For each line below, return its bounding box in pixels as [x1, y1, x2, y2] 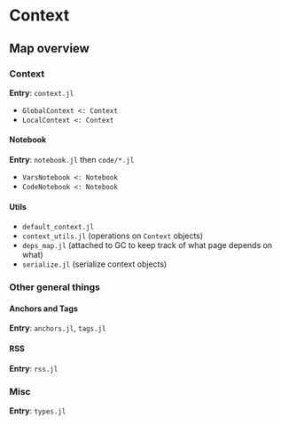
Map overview [9, 41, 90, 56]
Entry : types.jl [9, 405, 66, 416]
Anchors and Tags [9, 303, 78, 314]
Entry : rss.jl [9, 363, 59, 373]
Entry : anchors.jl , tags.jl [9, 323, 106, 333]
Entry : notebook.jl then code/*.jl [9, 155, 135, 165]
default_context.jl [21, 223, 95, 232]
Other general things [9, 281, 100, 293]
